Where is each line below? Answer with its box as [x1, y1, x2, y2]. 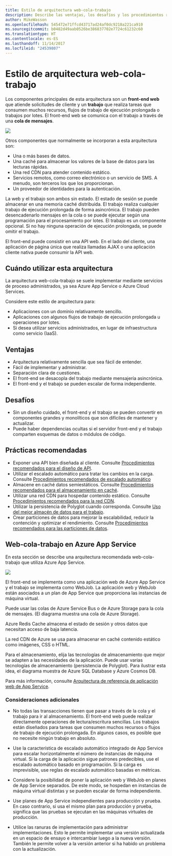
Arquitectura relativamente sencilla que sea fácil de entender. [12, 359, 142, 365]
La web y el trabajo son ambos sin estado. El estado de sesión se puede [5, 195, 158, 202]
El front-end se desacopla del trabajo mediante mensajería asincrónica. [12, 375, 164, 381]
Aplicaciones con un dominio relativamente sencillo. [12, 308, 123, 315]
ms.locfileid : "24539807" [5, 46, 60, 51]
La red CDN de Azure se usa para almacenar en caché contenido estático [5, 636, 161, 642]
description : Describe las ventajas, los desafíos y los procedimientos [5, 12, 164, 17]
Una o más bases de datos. [12, 153, 71, 159]
